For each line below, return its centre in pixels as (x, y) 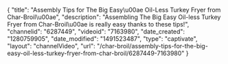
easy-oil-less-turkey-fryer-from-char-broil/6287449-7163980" (96, 53)
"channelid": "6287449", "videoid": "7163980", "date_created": (96, 31)
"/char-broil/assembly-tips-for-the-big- (152, 46)
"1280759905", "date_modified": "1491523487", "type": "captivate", (102, 39)
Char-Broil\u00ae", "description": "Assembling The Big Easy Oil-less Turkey (114, 17)
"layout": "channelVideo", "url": (52, 46)
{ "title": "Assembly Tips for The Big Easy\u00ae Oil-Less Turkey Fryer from (114, 10)
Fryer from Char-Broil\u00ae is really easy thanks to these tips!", (98, 24)
